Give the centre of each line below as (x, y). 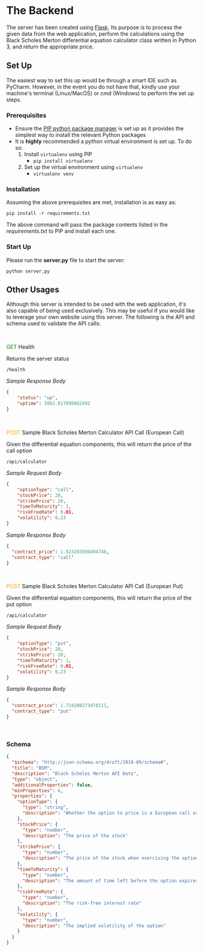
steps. (14, 99)
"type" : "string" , (45, 807)
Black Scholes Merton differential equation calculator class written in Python (101, 40)
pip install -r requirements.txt (48, 214)
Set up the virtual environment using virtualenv (83, 167)
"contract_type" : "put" (41, 711)
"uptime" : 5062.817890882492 (54, 403)
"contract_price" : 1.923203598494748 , (61, 552)
